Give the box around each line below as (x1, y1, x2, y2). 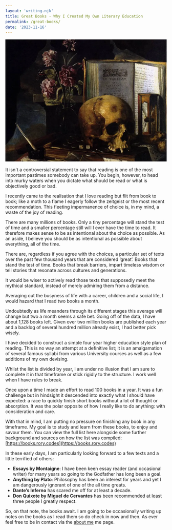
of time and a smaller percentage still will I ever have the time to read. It (5, 225, 156, 231)
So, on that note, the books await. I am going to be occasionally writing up (5, 508, 162, 515)
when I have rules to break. (5, 377, 63, 383)
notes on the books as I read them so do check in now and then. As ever (5, 514, 158, 520)
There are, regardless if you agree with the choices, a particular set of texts (5, 251, 165, 257)
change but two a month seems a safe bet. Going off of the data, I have (5, 313, 156, 320)
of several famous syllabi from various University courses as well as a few (5, 351, 162, 357)
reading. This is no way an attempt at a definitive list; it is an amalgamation (5, 345, 162, 351)
